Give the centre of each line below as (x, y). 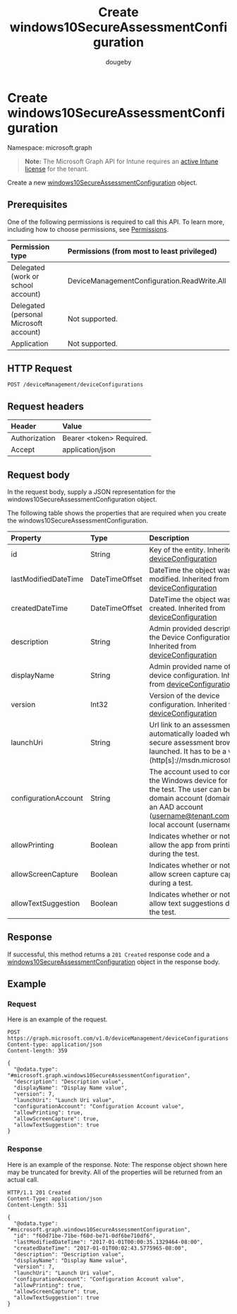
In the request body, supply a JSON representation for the (92, 491)
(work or (25, 276)
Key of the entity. (177, 550)
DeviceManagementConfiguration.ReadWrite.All (147, 281)
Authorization (33, 438)
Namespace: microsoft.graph (50, 147)
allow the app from (180, 845)
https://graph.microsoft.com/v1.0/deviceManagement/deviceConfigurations (118, 1039)
